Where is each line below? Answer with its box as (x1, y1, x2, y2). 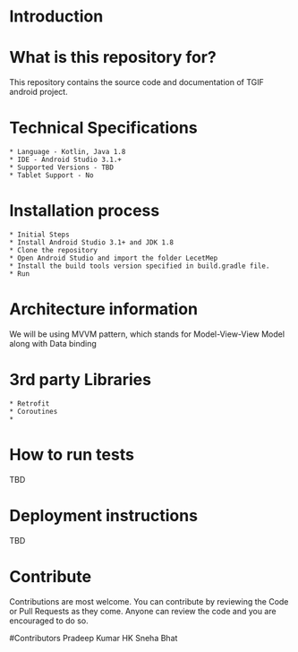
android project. (9, 87, 69, 98)
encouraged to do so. (9, 615, 89, 626)
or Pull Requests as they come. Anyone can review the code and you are (9, 605, 277, 616)
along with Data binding (9, 338, 97, 348)
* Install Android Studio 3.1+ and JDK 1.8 (9, 238, 175, 247)
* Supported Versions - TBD (9, 163, 115, 172)
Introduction (9, 6, 104, 27)
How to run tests (9, 445, 134, 465)
